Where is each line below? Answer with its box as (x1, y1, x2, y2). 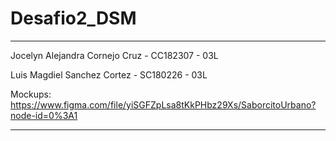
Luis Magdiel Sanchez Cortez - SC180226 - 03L (10, 68, 208, 81)
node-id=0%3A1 (10, 109, 78, 121)
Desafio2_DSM (10, 7, 137, 30)
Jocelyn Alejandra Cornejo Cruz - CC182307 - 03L (10, 49, 219, 61)
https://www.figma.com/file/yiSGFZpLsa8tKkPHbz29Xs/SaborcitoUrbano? (10, 98, 317, 111)
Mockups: (10, 88, 52, 100)
